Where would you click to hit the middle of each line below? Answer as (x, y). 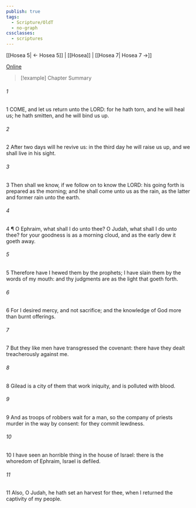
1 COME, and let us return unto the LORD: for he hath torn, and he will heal (95, 109)
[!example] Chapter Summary (56, 78)
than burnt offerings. (31, 317)
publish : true (23, 11)
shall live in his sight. (31, 153)
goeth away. (21, 241)
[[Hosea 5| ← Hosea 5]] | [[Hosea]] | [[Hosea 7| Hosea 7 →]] (79, 55)
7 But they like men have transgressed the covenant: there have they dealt (96, 348)
